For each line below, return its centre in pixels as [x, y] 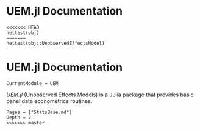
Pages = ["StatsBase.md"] [39, 112]
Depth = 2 [19, 117]
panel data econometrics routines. [49, 101]
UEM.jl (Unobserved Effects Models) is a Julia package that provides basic [100, 95]
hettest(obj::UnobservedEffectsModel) [55, 43]
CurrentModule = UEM [33, 83]
